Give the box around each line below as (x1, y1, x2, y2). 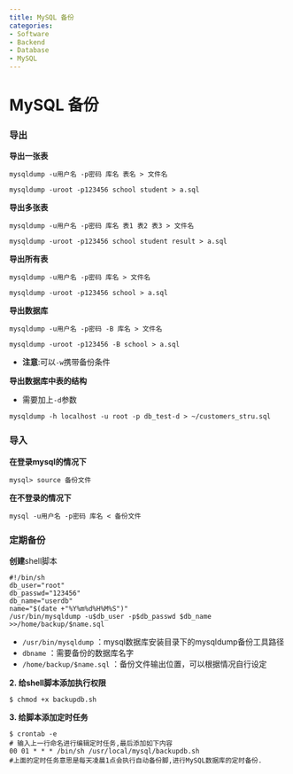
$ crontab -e (9, 730, 58, 739)
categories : (9, 21, 53, 30)
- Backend (9, 37, 46, 47)
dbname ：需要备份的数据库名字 (21, 648, 135, 659)
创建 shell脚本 (9, 556, 58, 567)
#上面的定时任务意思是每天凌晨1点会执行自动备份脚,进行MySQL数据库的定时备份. (9, 756, 263, 765)
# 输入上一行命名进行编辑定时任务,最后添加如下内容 (9, 739, 173, 748)
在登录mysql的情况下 (9, 456, 87, 466)
